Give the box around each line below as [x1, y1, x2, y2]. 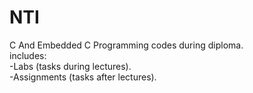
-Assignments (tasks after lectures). [9, 71, 157, 83]
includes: [9, 49, 47, 61]
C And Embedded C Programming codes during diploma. [9, 39, 244, 51]
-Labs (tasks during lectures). [9, 60, 132, 72]
